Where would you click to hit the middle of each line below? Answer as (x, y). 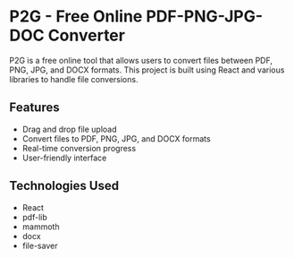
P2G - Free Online (76, 17)
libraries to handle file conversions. (74, 79)
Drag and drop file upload (69, 129)
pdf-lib (34, 217)
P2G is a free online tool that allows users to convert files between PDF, (141, 60)
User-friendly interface (64, 158)
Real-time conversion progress (79, 148)
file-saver (40, 245)
